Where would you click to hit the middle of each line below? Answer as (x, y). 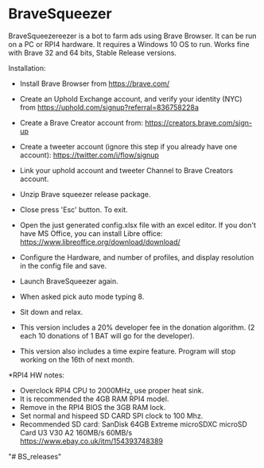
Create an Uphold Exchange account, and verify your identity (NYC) (131, 99)
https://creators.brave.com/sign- (198, 122)
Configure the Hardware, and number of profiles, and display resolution (137, 257)
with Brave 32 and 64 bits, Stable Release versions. (93, 52)
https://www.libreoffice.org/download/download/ (100, 242)
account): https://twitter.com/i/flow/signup (89, 155)
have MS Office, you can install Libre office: (91, 233)
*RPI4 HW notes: (37, 375)
